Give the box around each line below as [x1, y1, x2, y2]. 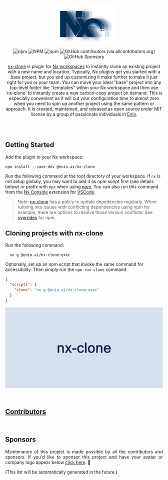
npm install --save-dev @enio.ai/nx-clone [5, 164, 95, 169]
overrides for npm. [17, 214, 56, 220]
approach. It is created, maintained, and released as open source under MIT [5, 105, 162, 111]
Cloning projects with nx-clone [5, 229, 103, 237]
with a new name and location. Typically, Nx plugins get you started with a [7, 68, 161, 74]
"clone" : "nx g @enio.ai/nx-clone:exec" [14, 287, 99, 292]
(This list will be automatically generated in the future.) [5, 469, 117, 475]
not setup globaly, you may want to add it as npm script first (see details [5, 178, 154, 184]
